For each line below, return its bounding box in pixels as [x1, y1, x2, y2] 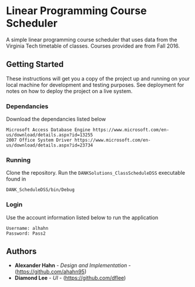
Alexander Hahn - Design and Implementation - [14, 262, 131, 269]
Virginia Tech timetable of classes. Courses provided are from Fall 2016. [6, 42, 180, 49]
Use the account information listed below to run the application [6, 213, 159, 221]
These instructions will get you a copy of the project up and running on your [6, 75, 190, 82]
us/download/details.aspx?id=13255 [6, 132, 93, 138]
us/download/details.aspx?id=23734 [6, 142, 93, 148]
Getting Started [6, 59, 64, 69]
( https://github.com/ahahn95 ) [14, 268, 87, 275]
